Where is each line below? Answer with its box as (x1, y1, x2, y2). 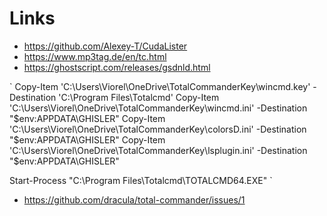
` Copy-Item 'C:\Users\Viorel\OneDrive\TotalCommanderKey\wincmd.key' (9, 80, 311, 92)
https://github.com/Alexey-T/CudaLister (23, 40, 188, 52)
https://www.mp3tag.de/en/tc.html (23, 50, 167, 62)
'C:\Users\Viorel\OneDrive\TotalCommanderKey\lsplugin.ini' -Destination (9, 144, 308, 156)
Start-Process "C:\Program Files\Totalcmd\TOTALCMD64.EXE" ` (9, 174, 273, 186)
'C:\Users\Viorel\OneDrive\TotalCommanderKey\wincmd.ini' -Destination (9, 102, 308, 114)
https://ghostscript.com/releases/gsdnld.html (23, 61, 211, 73)
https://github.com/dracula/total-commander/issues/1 (23, 193, 246, 206)
